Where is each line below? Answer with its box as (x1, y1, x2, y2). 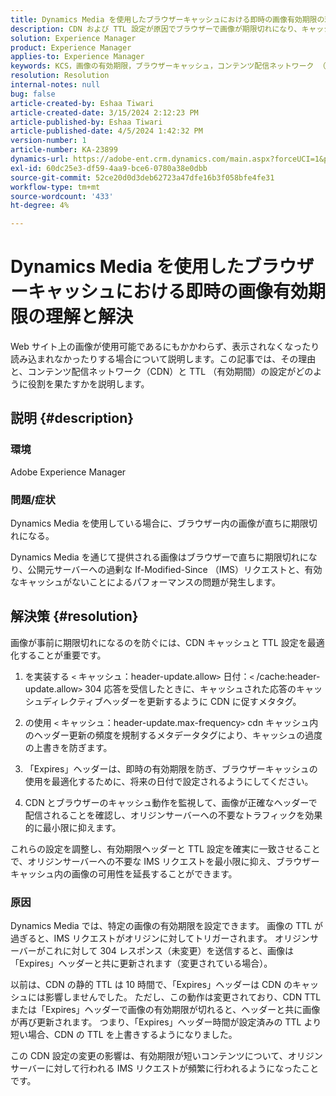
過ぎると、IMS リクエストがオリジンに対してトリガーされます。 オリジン (10, 932, 310, 945)
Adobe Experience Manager (10, 466, 127, 478)
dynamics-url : (10, 154, 70, 164)
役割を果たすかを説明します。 (27, 378, 150, 390)
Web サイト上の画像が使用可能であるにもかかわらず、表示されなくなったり (10, 341, 320, 353)
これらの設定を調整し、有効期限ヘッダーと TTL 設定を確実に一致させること (10, 842, 321, 855)
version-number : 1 (10, 136, 87, 146)
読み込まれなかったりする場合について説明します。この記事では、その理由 (10, 353, 317, 365)
